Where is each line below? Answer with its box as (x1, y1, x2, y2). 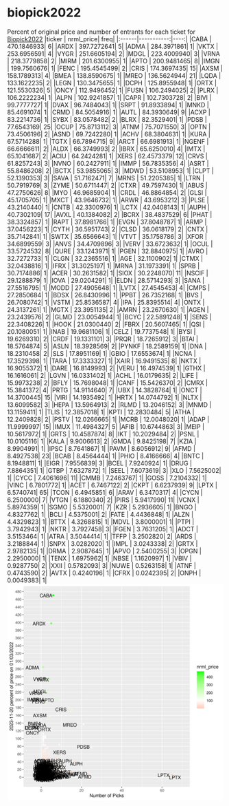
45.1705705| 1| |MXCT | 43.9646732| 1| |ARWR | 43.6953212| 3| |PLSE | (7, 195, 209, 204)
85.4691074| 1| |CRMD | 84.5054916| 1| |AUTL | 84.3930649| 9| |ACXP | (7, 108, 210, 116)
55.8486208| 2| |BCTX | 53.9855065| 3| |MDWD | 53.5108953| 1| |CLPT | (7, 167, 214, 175)
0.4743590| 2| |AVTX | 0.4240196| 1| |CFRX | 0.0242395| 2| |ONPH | (7, 569, 202, 577)
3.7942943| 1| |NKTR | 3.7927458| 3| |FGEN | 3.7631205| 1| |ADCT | (7, 524, 199, 533)
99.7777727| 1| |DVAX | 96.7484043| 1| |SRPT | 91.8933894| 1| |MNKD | (7, 100, 209, 109)
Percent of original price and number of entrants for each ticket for (7, 28, 195, 36)
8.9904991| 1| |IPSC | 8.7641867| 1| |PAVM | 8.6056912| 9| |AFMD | (7, 444, 196, 452)
